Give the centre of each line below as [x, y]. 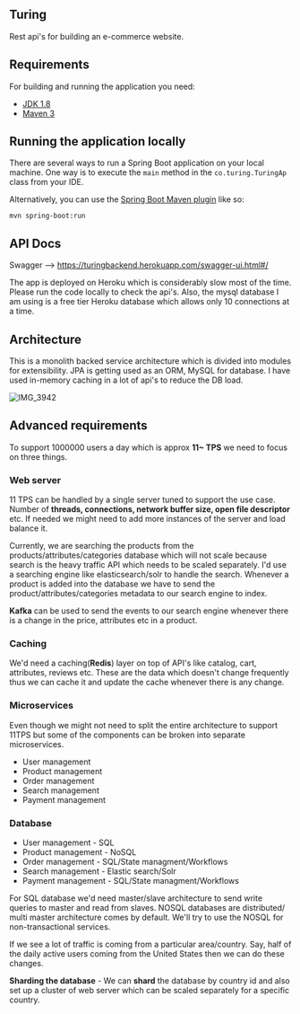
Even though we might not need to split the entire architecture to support [144, 725]
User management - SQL [68, 842]
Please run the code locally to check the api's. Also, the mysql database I [144, 292]
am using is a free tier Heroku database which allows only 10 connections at [149, 302]
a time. [22, 311]
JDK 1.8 [36, 103]
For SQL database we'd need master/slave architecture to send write [136, 898]
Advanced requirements [78, 426]
